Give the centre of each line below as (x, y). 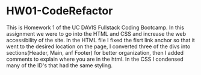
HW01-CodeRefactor (60, 11)
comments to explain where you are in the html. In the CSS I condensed (95, 59)
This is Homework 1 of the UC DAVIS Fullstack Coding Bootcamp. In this (95, 27)
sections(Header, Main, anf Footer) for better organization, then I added (95, 52)
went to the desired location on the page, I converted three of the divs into (98, 46)
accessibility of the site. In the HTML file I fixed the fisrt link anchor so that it (101, 40)
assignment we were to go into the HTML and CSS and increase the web (96, 33)
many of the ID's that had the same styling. (60, 65)
